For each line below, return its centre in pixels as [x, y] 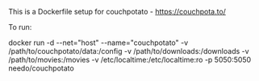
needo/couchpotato [41, 68]
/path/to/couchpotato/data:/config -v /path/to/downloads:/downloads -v [129, 51]
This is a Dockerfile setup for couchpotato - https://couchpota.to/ [117, 12]
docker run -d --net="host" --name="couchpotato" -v [98, 43]
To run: [20, 27]
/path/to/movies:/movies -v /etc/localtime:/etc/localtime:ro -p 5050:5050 [130, 60]
